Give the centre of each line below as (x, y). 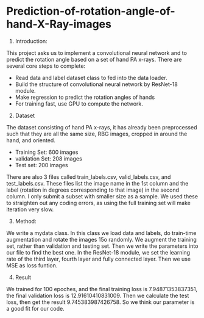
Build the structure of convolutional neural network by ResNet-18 (96, 84)
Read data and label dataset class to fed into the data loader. (91, 78)
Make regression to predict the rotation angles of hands (85, 97)
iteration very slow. (30, 209)
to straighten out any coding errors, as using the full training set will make (98, 203)
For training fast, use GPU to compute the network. (79, 103)
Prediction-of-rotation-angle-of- (91, 11)
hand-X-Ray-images (59, 24)
